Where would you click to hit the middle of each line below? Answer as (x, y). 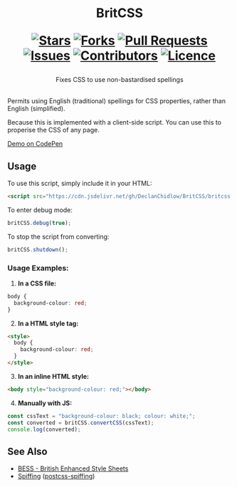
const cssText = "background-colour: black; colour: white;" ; (101, 416)
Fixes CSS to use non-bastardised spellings (120, 80)
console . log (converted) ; (44, 429)
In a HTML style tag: (48, 323)
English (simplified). (36, 109)
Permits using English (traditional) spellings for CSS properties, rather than (117, 101)
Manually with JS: (45, 403)
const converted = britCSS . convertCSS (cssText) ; (81, 423)
